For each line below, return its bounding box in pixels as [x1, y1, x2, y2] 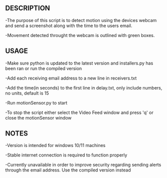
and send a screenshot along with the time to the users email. [5, 22, 133, 28]
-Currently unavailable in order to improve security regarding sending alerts [5, 162, 161, 168]
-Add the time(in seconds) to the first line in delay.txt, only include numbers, [5, 84, 162, 90]
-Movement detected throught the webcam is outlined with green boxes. [5, 32, 155, 38]
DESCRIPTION [5, 4, 50, 12]
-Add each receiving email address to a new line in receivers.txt [5, 75, 137, 81]
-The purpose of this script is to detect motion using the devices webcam [5, 17, 157, 23]
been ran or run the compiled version [5, 65, 82, 71]
